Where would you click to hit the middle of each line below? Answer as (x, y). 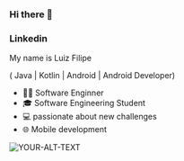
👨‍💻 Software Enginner (63, 93)
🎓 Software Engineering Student (84, 103)
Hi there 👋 (31, 14)
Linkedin (28, 38)
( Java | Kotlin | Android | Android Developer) (92, 76)
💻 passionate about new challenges (89, 117)
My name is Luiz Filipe (51, 58)
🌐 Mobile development (65, 130)
